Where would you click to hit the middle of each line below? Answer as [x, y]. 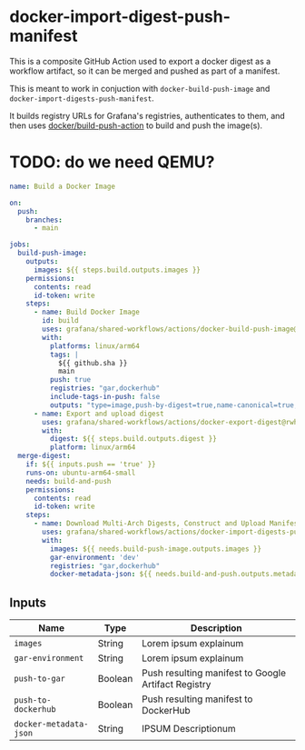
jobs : [20, 245]
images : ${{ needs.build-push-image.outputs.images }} [155, 549]
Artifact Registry [177, 685]
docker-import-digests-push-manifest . [82, 98]
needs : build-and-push [69, 481]
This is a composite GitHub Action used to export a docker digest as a [140, 61]
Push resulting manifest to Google [214, 673]
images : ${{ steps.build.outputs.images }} [117, 270]
